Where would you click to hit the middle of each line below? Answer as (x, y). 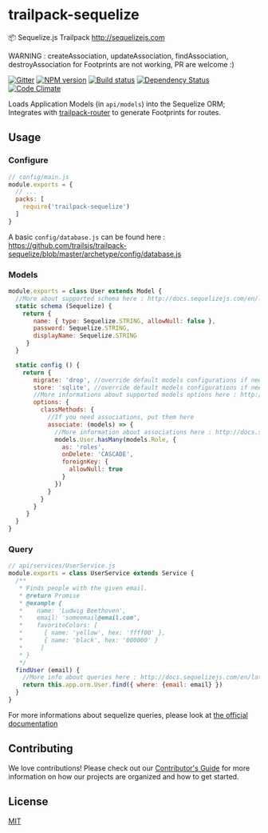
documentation (33, 723)
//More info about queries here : (80, 678)
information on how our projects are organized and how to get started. (124, 776)
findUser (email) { (48, 670)
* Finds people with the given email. (83, 588)
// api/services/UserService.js (62, 566)
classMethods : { (67, 410)
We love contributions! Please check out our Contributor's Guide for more (129, 768)
